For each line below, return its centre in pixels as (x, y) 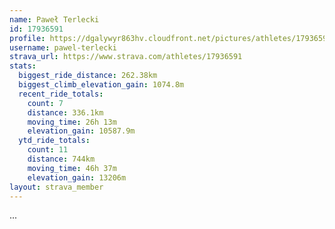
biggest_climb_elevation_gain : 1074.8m (101, 85)
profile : (27, 38)
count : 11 (48, 150)
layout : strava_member (56, 187)
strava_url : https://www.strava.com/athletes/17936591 (126, 57)
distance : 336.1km (65, 112)
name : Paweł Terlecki (54, 19)
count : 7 (45, 103)
